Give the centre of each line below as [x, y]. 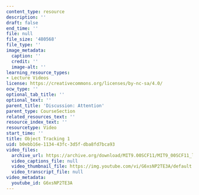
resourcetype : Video [32, 128]
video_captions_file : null [45, 161]
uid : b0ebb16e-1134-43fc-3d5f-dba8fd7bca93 [61, 144]
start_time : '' [25, 133]
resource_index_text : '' [37, 122]
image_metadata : [26, 51]
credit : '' [25, 61]
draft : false [22, 23]
